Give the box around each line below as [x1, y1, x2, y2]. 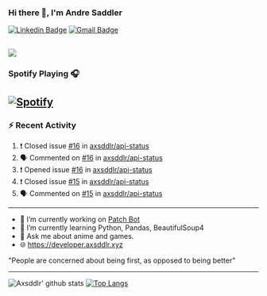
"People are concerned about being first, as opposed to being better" [8, 256, 236, 265]
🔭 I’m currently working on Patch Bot [19, 214, 141, 225]
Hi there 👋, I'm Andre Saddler [8, 7, 123, 18]
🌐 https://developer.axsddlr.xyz [19, 240, 123, 249]
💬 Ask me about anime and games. [19, 232, 134, 241]
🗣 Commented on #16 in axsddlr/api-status [19, 153, 163, 163]
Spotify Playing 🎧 [8, 67, 79, 79]
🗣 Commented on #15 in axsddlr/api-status [19, 189, 163, 198]
